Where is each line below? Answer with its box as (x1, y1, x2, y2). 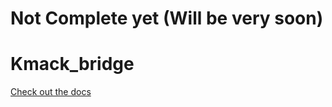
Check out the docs (10, 86, 92, 98)
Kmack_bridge (10, 53, 135, 76)
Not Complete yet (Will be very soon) (10, 7, 324, 30)
